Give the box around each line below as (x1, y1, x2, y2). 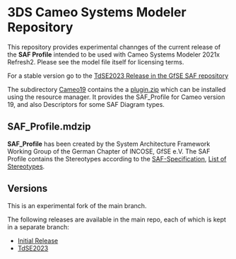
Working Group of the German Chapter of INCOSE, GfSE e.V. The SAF (7, 146, 211, 156)
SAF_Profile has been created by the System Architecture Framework (7, 139, 211, 148)
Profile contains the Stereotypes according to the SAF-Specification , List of (7, 154, 227, 163)
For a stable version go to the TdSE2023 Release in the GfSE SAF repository (7, 71, 229, 80)
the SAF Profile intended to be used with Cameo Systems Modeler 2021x (7, 50, 220, 59)
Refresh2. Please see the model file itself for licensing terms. (7, 57, 184, 66)
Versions (7, 183, 48, 195)
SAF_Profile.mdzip (7, 121, 91, 133)
